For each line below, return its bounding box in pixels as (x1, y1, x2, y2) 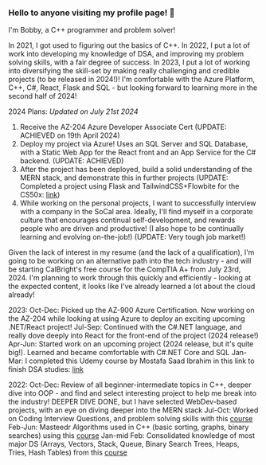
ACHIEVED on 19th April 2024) (19, 131, 121, 140)
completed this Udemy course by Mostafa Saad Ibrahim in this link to (29, 356, 255, 365)
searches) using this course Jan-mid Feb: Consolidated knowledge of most (8, 431, 255, 440)
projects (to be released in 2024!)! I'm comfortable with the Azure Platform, (8, 75, 255, 84)
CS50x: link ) (19, 190, 61, 200)
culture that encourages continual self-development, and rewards (19, 215, 236, 225)
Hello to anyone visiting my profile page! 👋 (8, 7, 175, 18)
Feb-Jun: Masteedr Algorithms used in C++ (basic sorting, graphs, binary (8, 422, 249, 432)
